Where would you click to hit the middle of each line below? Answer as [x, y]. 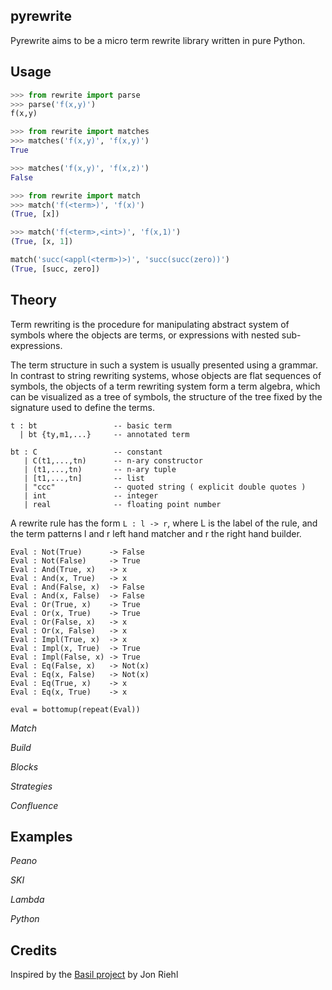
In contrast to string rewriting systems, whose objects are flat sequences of [166, 375]
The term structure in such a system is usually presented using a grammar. [164, 365]
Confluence [34, 805]
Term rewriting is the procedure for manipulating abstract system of [150, 324]
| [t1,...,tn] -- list [84, 478]
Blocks [24, 766]
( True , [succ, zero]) [55, 269]
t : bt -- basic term [91, 425]
